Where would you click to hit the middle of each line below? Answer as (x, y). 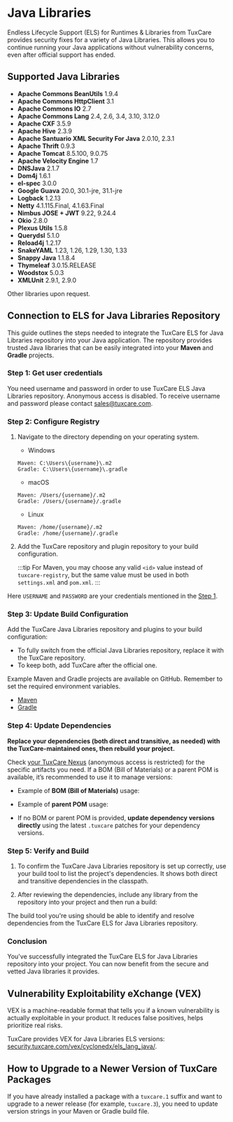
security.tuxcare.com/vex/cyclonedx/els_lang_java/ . (82, 1046)
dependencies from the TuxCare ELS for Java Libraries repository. (103, 923)
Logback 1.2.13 (39, 198)
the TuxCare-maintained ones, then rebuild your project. (91, 748)
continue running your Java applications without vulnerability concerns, (111, 47)
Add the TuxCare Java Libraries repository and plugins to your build (105, 629)
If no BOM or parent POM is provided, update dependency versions (116, 817)
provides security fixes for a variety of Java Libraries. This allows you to (111, 39)
